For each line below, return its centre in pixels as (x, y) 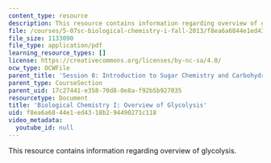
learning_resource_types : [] (57, 53)
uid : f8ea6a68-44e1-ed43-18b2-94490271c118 (83, 113)
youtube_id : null (45, 128)
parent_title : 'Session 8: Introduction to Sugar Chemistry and (119, 75)
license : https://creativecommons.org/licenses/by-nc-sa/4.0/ (115, 61)
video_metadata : (35, 120)
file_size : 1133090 (41, 38)
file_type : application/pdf (56, 46)
